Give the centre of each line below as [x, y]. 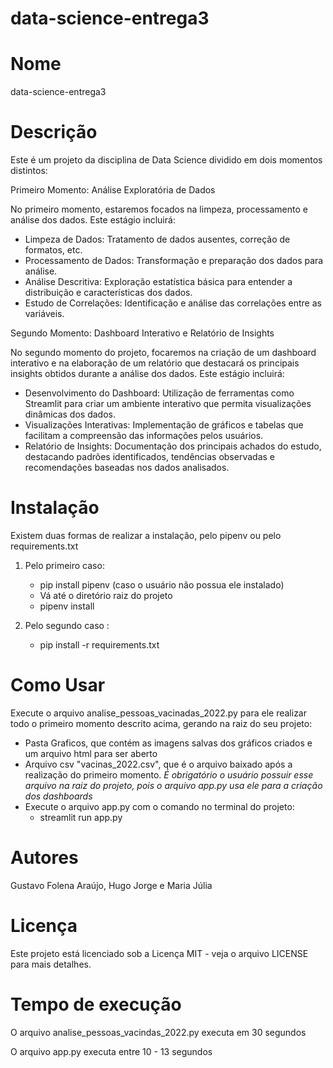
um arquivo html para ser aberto [91, 753]
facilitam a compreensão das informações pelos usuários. [144, 436]
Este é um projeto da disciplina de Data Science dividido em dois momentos [166, 160]
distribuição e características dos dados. [108, 293]
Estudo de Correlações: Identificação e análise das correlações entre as [173, 303]
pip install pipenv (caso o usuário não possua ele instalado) [162, 585]
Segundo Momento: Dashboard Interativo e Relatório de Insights [142, 333]
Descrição [54, 132]
